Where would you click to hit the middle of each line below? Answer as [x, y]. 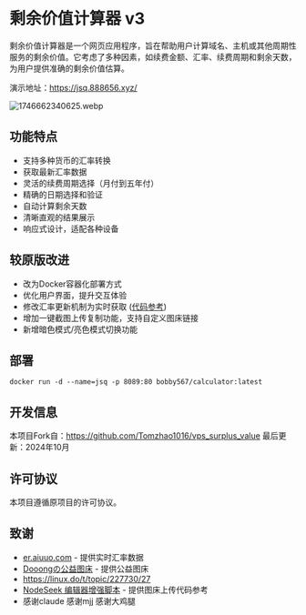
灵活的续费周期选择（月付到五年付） [91, 183]
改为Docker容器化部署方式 [72, 284]
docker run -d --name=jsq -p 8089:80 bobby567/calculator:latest [136, 382]
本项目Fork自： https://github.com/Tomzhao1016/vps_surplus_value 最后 [144, 436]
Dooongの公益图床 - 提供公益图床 [86, 569]
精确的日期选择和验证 [62, 194]
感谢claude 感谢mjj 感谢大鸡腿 [79, 600]
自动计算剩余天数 [55, 206]
